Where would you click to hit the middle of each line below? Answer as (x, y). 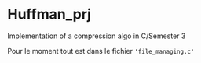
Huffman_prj (49, 14)
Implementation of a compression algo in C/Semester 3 (97, 36)
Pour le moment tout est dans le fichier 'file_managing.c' (101, 51)
